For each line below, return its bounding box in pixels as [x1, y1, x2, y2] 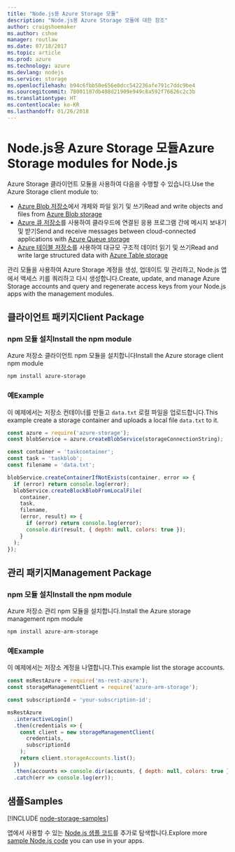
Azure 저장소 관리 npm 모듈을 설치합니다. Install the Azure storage [7, 607, 191, 615]
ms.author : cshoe [7, 29, 58, 37]
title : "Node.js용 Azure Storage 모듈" [7, 10, 119, 18]
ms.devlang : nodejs [7, 69, 64, 76]
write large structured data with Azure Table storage [17, 251, 169, 259]
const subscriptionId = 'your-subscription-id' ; [7, 697, 152, 704]
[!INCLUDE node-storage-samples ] [7, 814, 108, 823]
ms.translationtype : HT [7, 95, 77, 102]
